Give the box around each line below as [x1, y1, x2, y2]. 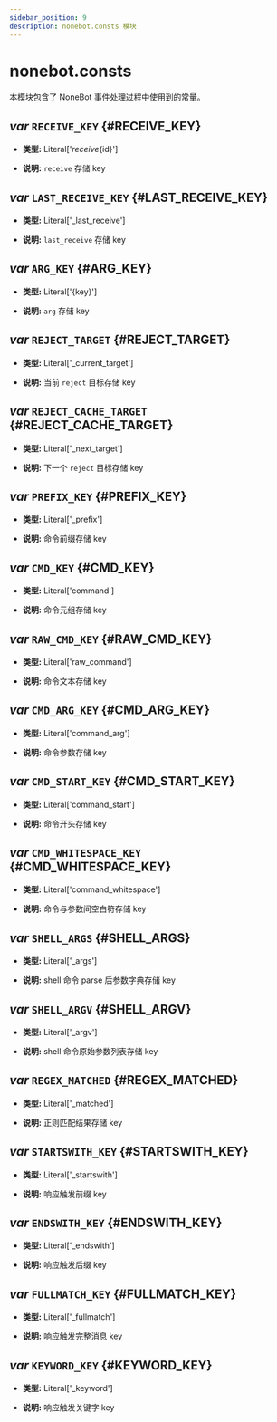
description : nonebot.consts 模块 [9, 22, 138, 31]
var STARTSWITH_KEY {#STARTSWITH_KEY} [9, 1144, 249, 1159]
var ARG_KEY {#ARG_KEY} [9, 261, 152, 276]
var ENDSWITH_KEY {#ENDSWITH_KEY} [9, 1215, 223, 1231]
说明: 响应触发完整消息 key [22, 1331, 123, 1341]
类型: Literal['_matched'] [22, 1098, 114, 1109]
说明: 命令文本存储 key [22, 676, 107, 687]
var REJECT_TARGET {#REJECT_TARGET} [9, 332, 231, 348]
